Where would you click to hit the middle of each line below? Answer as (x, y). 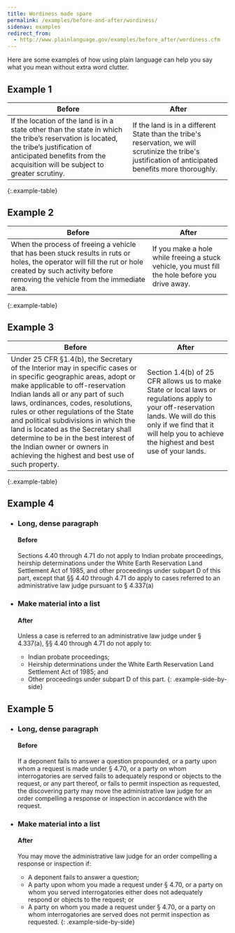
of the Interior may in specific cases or (74, 367)
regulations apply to (179, 398)
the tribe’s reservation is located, (64, 138)
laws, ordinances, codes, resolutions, (72, 402)
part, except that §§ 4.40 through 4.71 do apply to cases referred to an (119, 578)
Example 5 (30, 709)
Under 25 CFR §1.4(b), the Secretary (72, 359)
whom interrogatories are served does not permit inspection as (119, 914)
